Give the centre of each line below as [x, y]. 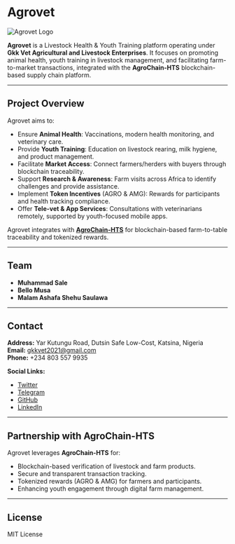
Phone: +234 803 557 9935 [48, 358]
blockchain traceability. [51, 171]
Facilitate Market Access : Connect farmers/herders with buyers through [122, 164]
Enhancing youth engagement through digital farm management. [111, 489]
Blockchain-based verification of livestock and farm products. [106, 466]
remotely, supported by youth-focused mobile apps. [92, 216]
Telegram [31, 393]
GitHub [28, 400]
